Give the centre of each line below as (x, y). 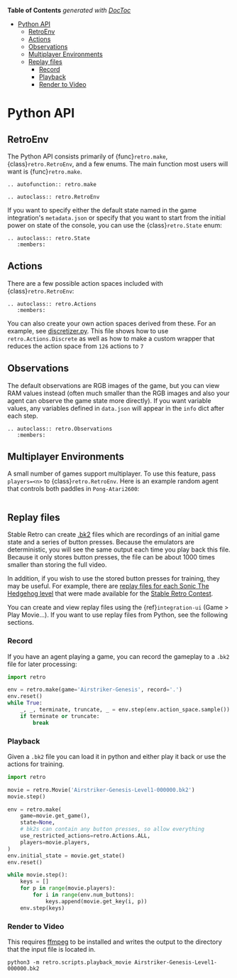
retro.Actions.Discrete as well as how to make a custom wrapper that (111, 338)
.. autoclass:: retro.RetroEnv (54, 197)
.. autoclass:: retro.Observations (60, 429)
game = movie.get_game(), (55, 816)
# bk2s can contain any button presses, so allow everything (112, 829)
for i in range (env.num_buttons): (84, 895)
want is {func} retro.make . (45, 171)
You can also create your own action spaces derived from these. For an (112, 323)
